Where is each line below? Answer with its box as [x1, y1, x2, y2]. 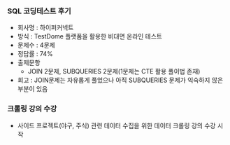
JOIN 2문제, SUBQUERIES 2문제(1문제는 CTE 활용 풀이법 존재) [27, 67, 201, 76]
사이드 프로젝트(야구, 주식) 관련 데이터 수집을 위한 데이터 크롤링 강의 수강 [17, 121, 216, 130]
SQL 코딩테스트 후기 [7, 6, 71, 15]
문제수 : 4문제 [17, 41, 56, 50]
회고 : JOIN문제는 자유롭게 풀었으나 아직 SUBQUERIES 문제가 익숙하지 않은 [17, 76, 224, 85]
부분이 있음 [17, 85, 48, 93]
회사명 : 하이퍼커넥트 [17, 23, 74, 32]
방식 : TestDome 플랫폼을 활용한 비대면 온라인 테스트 [17, 32, 163, 41]
